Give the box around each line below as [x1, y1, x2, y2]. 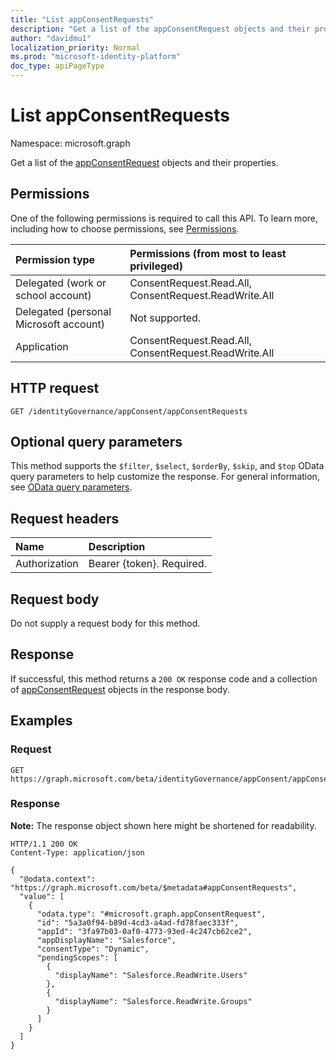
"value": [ [19, 891, 65, 901]
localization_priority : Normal [10, 42, 141, 53]
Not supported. [129, 311, 202, 325]
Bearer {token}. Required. [88, 557, 207, 571]
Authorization [15, 557, 79, 571]
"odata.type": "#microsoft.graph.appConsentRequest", [36, 909, 267, 919]
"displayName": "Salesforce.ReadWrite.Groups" [54, 996, 253, 1006]
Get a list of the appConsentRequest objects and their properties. [10, 156, 279, 168]
